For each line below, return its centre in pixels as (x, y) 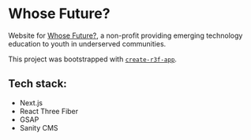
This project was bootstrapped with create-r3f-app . (93, 59)
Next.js (31, 102)
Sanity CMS (39, 127)
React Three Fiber (49, 111)
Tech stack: (37, 84)
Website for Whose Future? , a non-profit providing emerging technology (126, 35)
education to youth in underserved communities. (87, 43)
